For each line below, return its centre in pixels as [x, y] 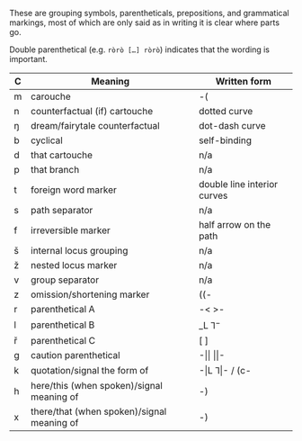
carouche [51, 96]
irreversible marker [71, 230]
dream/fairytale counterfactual [95, 126]
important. [28, 59]
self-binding [226, 140]
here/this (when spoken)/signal [97, 386]
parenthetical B [63, 325]
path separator [62, 210]
